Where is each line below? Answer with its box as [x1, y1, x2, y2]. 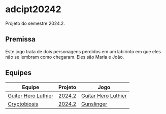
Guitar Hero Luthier [81, 92, 127, 99]
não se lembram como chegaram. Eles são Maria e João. [5, 54, 124, 60]
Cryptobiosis [8, 100, 39, 107]
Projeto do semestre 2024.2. [5, 20, 65, 26]
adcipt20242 [5, 4, 62, 15]
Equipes [5, 68, 32, 77]
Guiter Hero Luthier [8, 92, 54, 99]
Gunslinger [81, 100, 108, 107]
